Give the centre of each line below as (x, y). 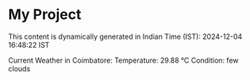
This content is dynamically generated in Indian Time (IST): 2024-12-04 (125, 36)
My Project (45, 15)
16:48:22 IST (29, 44)
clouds (19, 68)
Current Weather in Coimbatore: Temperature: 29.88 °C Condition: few (124, 60)
